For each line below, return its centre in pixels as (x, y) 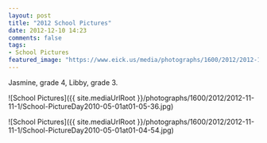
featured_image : (35, 60)
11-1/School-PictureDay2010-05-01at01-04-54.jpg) (91, 130)
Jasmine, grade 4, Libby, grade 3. (63, 82)
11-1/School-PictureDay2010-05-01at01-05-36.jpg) (91, 106)
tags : (17, 45)
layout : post (30, 15)
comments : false (35, 38)
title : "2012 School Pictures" (60, 23)
